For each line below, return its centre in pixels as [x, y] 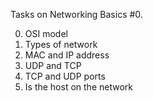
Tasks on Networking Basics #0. [76, 14]
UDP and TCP [53, 65]
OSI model [46, 33]
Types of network [61, 44]
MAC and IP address [67, 55]
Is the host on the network [78, 87]
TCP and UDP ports [65, 76]
